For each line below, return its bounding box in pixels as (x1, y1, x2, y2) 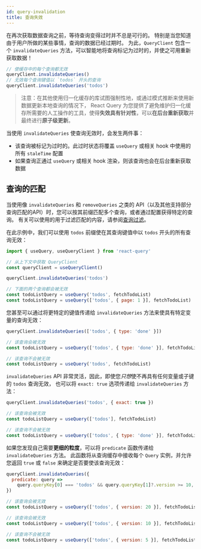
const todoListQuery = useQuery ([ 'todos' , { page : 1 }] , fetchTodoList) (6, 297, 191, 303)
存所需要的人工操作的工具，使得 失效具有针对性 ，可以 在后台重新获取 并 (20, 109, 194, 116)
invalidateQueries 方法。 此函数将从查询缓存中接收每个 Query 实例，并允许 (6, 451, 192, 458)
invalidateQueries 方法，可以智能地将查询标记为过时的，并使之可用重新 (13, 46, 191, 54)
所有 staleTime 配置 (14, 150, 64, 156)
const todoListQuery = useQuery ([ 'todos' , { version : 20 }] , (6, 504, 162, 510)
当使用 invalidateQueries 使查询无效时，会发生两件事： (6, 129, 144, 137)
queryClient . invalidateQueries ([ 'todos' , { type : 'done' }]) (6, 328, 162, 334)
